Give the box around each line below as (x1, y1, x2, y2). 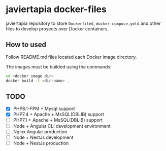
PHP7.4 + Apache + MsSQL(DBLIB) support (13, 111, 105, 118)
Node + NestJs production (13, 140, 69, 146)
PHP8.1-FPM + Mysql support (13, 105, 75, 112)
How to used (6, 41, 47, 49)
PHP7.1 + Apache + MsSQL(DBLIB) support (13, 117, 103, 123)
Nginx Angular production (13, 128, 68, 135)
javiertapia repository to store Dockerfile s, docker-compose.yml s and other (6, 20, 161, 26)
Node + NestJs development (13, 134, 74, 140)
